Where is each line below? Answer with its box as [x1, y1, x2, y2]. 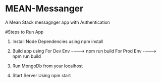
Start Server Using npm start [12, 72, 71, 78]
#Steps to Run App [5, 29, 44, 35]
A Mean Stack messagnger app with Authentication [5, 19, 110, 25]
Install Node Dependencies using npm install [12, 38, 104, 44]
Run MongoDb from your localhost [12, 63, 83, 69]
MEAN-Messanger [5, 3, 84, 14]
